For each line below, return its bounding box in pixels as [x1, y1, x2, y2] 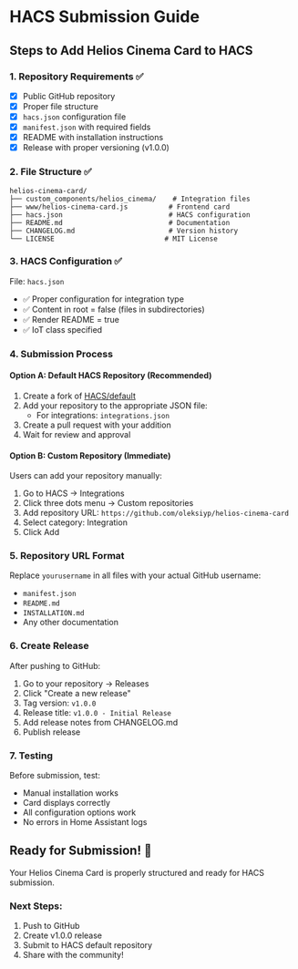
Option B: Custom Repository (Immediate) [9, 449, 171, 461]
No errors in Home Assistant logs [22, 817, 148, 828]
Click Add [22, 527, 60, 538]
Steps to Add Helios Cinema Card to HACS [9, 43, 253, 58]
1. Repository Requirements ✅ [9, 70, 144, 83]
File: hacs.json [9, 275, 65, 286]
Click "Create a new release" [22, 687, 131, 698]
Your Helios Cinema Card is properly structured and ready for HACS [9, 867, 264, 878]
